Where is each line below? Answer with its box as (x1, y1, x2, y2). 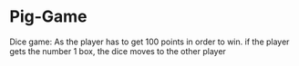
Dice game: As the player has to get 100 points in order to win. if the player (9, 36, 290, 47)
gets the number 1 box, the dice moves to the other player (9, 45, 226, 56)
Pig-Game (9, 6, 88, 27)
